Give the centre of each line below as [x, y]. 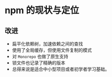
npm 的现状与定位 [42, 10]
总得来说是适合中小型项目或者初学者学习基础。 [61, 69]
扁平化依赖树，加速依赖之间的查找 [47, 44]
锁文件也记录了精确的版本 [39, 63]
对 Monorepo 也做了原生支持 [40, 56]
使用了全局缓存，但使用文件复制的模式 [52, 50]
